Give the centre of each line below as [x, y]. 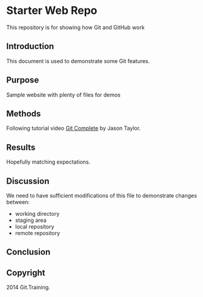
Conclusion [28, 252]
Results [21, 147]
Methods [24, 114]
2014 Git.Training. [28, 287]
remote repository [38, 233]
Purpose [23, 80]
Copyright [26, 272]
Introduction [30, 46]
